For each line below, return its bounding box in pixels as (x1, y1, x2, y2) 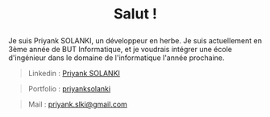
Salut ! (114, 5, 157, 23)
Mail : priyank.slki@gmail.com (27, 99, 127, 109)
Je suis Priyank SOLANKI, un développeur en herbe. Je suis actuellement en (8, 36, 262, 46)
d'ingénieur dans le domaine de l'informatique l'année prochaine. (8, 53, 225, 63)
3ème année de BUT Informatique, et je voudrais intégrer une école (8, 45, 232, 54)
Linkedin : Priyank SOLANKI (27, 69, 121, 79)
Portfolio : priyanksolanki (27, 84, 111, 94)
